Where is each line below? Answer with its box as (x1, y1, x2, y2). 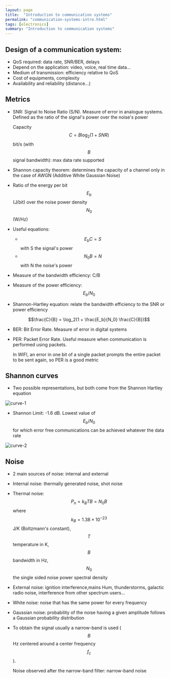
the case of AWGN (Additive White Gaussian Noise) (12, 172, 120, 178)
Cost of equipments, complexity (12, 75, 80, 81)
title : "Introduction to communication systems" (5, 12, 113, 17)
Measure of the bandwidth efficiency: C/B (12, 272, 100, 278)
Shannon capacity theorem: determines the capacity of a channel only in (12, 166, 165, 173)
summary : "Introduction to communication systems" (5, 26, 115, 32)
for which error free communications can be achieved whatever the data (12, 427, 164, 433)
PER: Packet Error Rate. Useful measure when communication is (12, 336, 147, 342)
